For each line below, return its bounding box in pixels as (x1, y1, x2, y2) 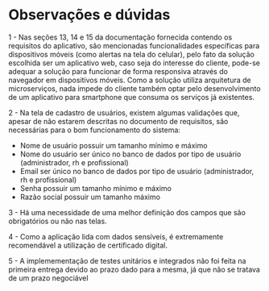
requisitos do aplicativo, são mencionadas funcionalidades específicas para (8, 40, 260, 50)
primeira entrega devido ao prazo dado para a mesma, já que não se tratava (8, 264, 260, 274)
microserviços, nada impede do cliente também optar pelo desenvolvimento (8, 83, 261, 94)
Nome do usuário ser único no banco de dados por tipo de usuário (19, 149, 242, 159)
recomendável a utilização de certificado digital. (8, 240, 168, 250)
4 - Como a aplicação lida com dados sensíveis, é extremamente (8, 231, 224, 241)
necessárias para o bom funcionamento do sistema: (8, 125, 181, 135)
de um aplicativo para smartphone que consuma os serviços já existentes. (8, 92, 255, 102)
